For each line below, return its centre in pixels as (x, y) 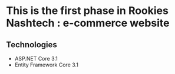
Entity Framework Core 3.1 (46, 65)
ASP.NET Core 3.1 (36, 59)
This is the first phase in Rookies (87, 11)
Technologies (32, 45)
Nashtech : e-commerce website (88, 23)
